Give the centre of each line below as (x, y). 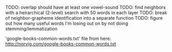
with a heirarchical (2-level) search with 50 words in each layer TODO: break (86, 13)
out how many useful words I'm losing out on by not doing (67, 23)
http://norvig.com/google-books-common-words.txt (61, 44)
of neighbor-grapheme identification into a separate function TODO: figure (84, 18)
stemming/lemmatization (31, 29)
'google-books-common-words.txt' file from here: (58, 38)
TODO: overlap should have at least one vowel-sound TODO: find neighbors (85, 7)
